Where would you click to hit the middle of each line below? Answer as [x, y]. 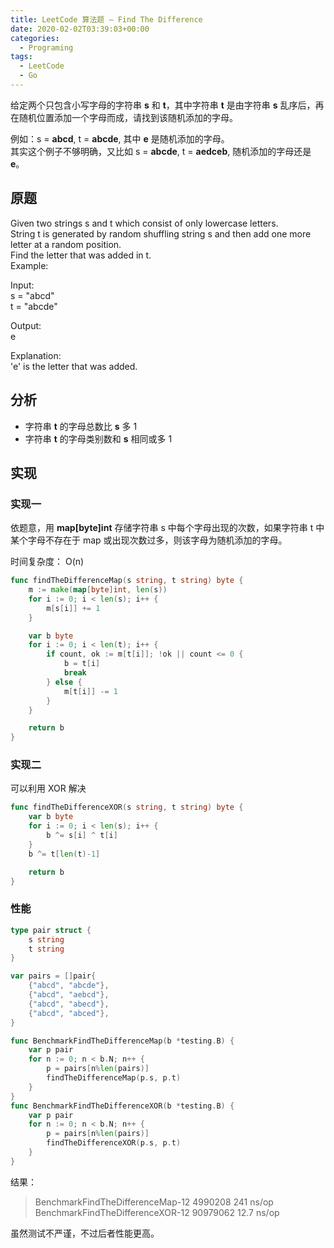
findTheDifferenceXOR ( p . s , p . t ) [114, 1143]
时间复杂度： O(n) [47, 562]
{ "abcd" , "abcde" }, [69, 986]
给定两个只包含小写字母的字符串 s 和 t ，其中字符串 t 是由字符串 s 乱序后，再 [167, 105]
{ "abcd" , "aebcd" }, [69, 995]
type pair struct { [51, 930]
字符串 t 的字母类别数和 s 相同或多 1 [98, 438]
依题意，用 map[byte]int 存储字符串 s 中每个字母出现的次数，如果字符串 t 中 [167, 528]
